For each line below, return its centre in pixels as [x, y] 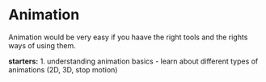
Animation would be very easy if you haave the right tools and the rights [128, 37]
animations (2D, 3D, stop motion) [63, 69]
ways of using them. [42, 45]
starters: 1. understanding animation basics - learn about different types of [133, 61]
